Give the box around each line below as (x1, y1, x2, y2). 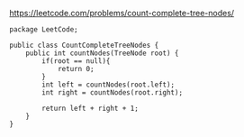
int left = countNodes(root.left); (41, 80, 176, 89)
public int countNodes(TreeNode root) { (25, 49, 179, 58)
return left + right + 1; (41, 104, 140, 113)
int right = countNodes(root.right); (41, 88, 183, 97)
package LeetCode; (9, 25, 78, 34)
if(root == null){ (41, 57, 111, 66)
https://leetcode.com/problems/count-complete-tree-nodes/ (9, 8, 235, 18)
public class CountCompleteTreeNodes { (9, 41, 159, 50)
